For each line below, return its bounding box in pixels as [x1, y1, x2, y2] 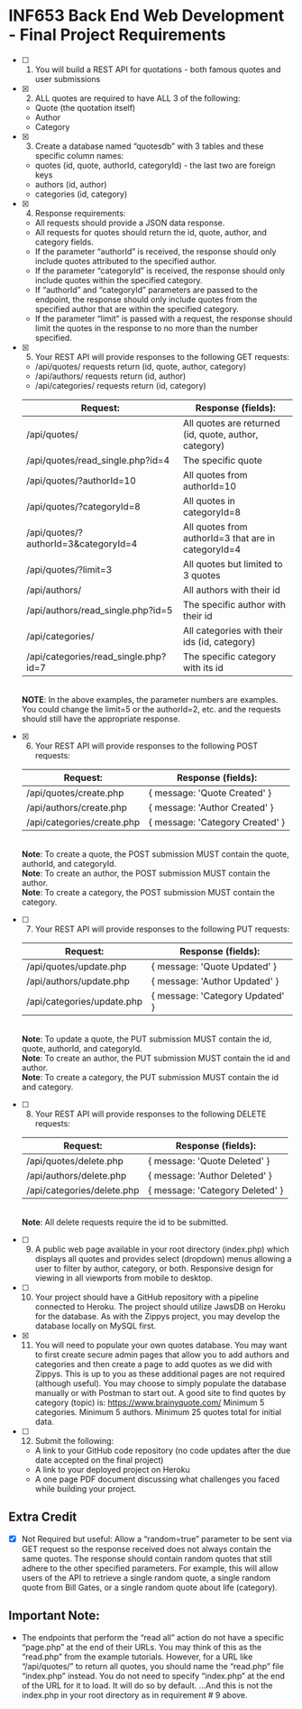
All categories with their [182, 624, 283, 637]
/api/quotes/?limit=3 [25, 563, 113, 575]
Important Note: [8, 1608, 100, 1623]
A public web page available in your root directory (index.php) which [34, 1244, 289, 1254]
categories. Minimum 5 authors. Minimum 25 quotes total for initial [34, 1406, 281, 1417]
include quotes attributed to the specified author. [34, 255, 217, 266]
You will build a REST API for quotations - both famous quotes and [34, 64, 281, 75]
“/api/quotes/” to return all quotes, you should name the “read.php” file [21, 1660, 285, 1671]
